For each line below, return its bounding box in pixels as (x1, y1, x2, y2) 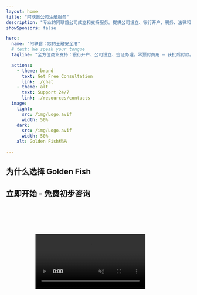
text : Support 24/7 (21, 90, 69, 95)
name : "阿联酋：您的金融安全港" (11, 41, 81, 47)
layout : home (6, 8, 38, 15)
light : (16, 106, 33, 112)
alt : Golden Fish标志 (16, 139, 67, 145)
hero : (6, 36, 19, 42)
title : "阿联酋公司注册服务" (6, 14, 69, 20)
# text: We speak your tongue (11, 46, 85, 53)
